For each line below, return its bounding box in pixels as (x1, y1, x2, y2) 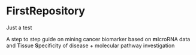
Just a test (6, 24, 32, 31)
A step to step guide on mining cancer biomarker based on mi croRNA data (6, 35, 191, 42)
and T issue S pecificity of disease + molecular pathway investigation (6, 42, 175, 49)
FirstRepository (6, 4, 86, 18)
